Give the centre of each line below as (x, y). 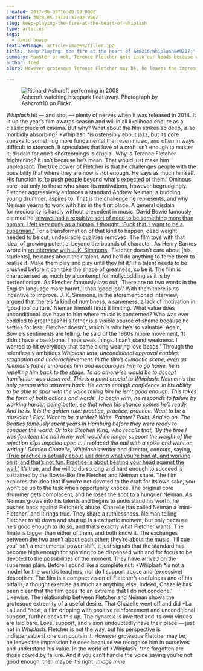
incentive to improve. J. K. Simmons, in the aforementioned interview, (92, 295)
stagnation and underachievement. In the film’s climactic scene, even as (97, 359)
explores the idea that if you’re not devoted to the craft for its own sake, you (101, 482)
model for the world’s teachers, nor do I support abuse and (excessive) (95, 572)
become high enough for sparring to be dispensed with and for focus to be (99, 552)
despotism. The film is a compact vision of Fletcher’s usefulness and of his (99, 578)
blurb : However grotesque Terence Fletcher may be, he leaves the (92, 68)
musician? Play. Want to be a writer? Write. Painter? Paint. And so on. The (98, 417)
